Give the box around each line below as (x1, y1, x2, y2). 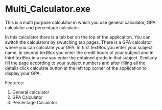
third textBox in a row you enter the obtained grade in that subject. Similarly (5, 55, 158, 60)
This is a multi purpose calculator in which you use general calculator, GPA (5, 19, 156, 25)
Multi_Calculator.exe (5, 3, 91, 15)
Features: (5, 79, 24, 86)
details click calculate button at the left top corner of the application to (5, 65, 147, 71)
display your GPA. (5, 70, 41, 76)
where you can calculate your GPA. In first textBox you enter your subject (5, 44, 153, 50)
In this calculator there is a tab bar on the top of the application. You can (5, 34, 151, 40)
